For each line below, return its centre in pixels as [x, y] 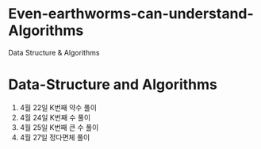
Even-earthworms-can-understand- [131, 14]
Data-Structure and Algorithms [113, 85]
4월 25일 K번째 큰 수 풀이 [59, 127]
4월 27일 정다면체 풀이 [55, 137]
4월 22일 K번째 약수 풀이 [58, 107]
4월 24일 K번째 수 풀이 [55, 117]
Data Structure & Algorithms [54, 52]
